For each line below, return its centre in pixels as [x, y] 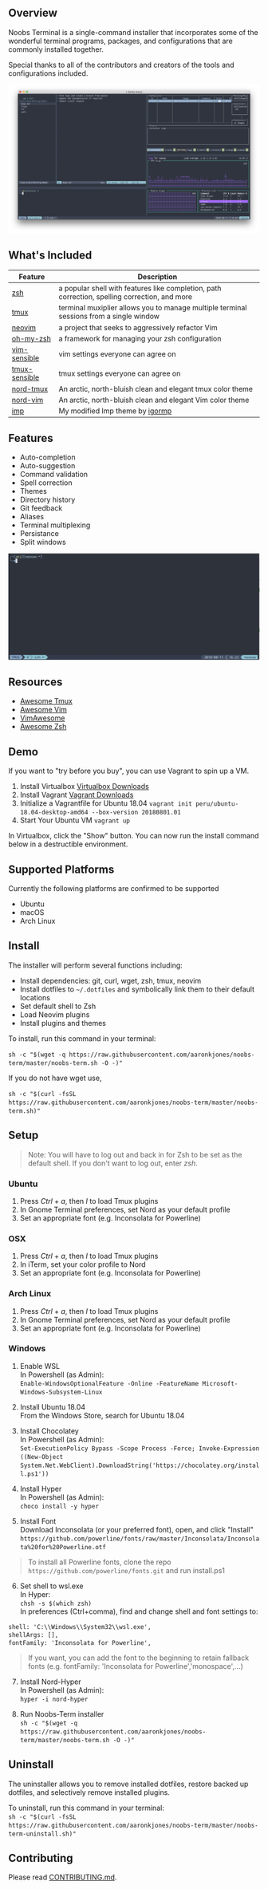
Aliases [32, 517]
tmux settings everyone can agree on [120, 373]
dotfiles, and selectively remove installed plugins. [89, 1792]
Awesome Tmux [46, 701]
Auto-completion [47, 457]
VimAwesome [42, 718]
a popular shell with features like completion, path [140, 288]
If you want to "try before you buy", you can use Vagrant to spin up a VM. [129, 771]
